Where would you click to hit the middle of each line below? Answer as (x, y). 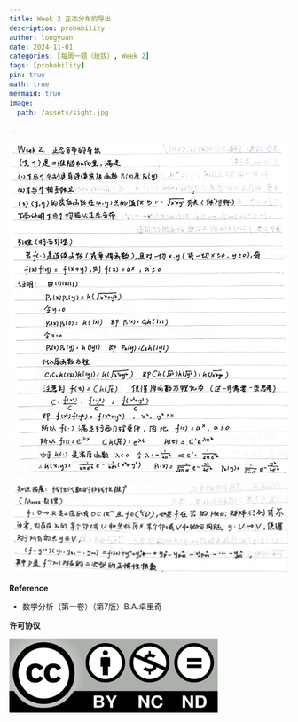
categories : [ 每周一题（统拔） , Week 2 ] (79, 56)
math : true (29, 84)
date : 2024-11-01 (41, 47)
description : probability (57, 28)
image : (21, 103)
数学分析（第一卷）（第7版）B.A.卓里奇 (92, 606)
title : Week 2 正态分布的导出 (60, 19)
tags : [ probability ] (47, 66)
